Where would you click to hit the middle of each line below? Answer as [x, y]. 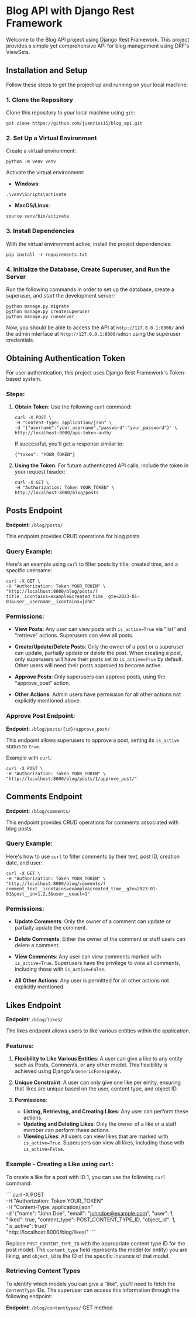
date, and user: [24, 862]
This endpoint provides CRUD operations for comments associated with [92, 822]
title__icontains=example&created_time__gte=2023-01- [73, 597]
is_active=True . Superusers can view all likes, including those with [104, 1143]
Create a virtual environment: [41, 151]
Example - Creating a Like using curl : [60, 1164]
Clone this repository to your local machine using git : [71, 113]
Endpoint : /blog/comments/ [39, 811]
